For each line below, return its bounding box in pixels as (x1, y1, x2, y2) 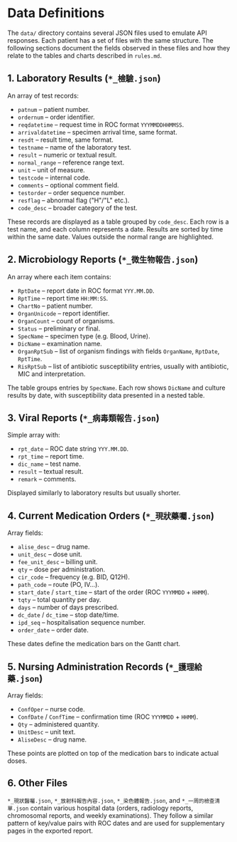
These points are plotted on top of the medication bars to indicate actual (7, 749, 219, 757)
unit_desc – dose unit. (17, 550, 83, 558)
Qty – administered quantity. (17, 720, 99, 728)
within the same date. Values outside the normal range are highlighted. (7, 232, 214, 241)
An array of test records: (7, 91, 79, 100)
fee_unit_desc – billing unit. (17, 558, 98, 566)
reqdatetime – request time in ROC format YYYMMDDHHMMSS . (17, 120, 184, 129)
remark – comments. (17, 475, 77, 484)
